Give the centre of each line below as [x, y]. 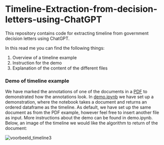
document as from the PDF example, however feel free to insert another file [82, 112]
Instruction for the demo [37, 63]
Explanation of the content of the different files [60, 68]
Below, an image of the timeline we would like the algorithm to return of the [82, 123]
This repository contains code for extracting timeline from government [77, 33]
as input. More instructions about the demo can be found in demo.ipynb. [79, 118]
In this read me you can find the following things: [55, 48]
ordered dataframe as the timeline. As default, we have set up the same [78, 108]
